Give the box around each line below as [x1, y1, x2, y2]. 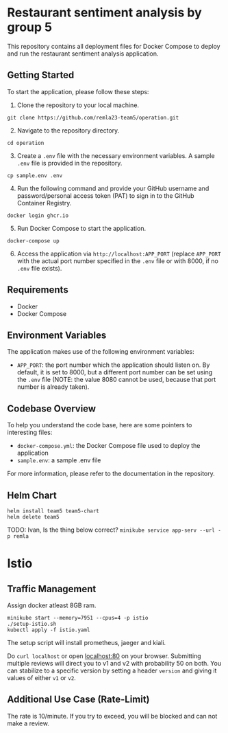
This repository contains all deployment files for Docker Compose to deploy [7, 42, 220, 50]
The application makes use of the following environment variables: [7, 348, 195, 356]
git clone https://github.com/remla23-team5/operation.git [7, 114, 179, 121]
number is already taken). [16, 383, 90, 391]
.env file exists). [16, 264, 62, 272]
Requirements [7, 284, 68, 296]
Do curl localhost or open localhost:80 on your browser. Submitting [7, 652, 201, 660]
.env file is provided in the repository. [16, 159, 123, 167]
